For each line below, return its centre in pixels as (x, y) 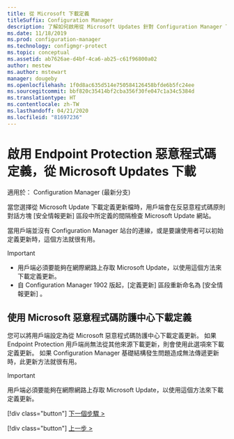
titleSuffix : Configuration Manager (60, 20)
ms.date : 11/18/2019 (37, 33)
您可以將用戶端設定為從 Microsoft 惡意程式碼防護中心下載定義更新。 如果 (112, 336)
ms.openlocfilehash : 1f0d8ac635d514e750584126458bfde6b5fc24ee (101, 85)
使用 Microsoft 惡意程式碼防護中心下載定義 (100, 317)
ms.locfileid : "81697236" (45, 117)
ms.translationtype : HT (42, 98)
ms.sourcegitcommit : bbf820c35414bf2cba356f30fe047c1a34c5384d (101, 91)
